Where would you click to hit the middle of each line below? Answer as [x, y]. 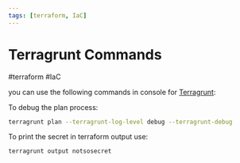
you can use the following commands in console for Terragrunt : [112, 92]
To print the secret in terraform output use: [78, 137]
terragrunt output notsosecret [60, 151]
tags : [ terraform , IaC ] [48, 15]
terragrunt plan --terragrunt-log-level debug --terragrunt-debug [120, 122]
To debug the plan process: [53, 107]
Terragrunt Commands [85, 54]
